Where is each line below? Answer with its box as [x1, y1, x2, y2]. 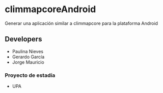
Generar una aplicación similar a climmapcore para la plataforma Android [5, 20, 158, 26]
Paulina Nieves [12, 48, 44, 54]
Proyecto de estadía [5, 72, 56, 79]
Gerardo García [12, 54, 45, 60]
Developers [5, 35, 42, 43]
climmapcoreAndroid [5, 4, 96, 15]
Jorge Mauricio [12, 59, 44, 65]
